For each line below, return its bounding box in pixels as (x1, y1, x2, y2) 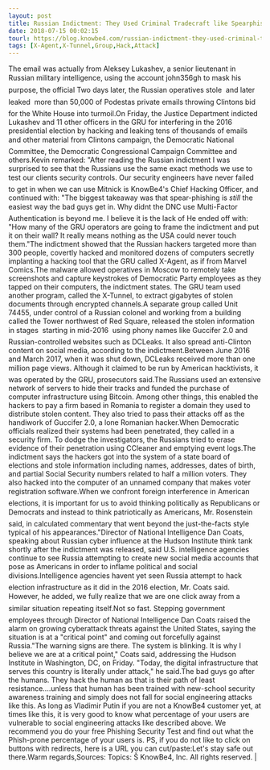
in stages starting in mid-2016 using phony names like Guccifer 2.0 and (8, 326, 248, 335)
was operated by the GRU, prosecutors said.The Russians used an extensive (8, 375, 261, 385)
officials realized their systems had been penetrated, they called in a (8, 427, 235, 436)
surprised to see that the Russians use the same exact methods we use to (8, 164, 253, 173)
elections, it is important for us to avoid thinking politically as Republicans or (8, 498, 260, 508)
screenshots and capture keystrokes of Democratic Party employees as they (8, 273, 262, 283)
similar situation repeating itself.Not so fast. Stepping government (8, 604, 226, 614)
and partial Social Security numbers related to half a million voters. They (8, 469, 247, 479)
